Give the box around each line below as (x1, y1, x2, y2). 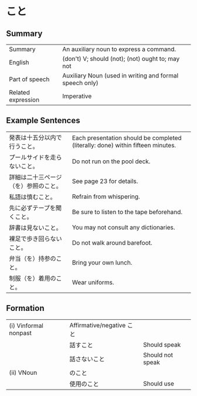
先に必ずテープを (9, 204, 56, 212)
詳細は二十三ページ (9, 173, 62, 181)
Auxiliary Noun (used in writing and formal (62, 72, 179, 79)
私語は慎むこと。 (9, 192, 57, 201)
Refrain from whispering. (72, 192, 141, 201)
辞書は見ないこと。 (9, 224, 63, 232)
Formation (6, 303, 45, 313)
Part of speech (9, 75, 50, 83)
